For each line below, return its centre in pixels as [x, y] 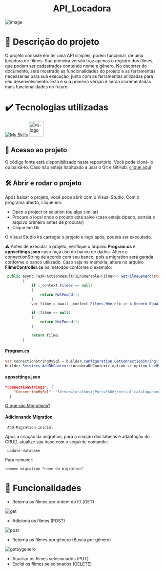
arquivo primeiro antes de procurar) [48, 222]
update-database [24, 451]
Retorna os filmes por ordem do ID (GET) [53, 501]
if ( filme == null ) [51, 313]
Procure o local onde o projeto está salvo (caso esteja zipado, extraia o [83, 217]
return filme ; [45, 335]
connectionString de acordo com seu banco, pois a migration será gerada [79, 257]
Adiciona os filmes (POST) [39, 521]
